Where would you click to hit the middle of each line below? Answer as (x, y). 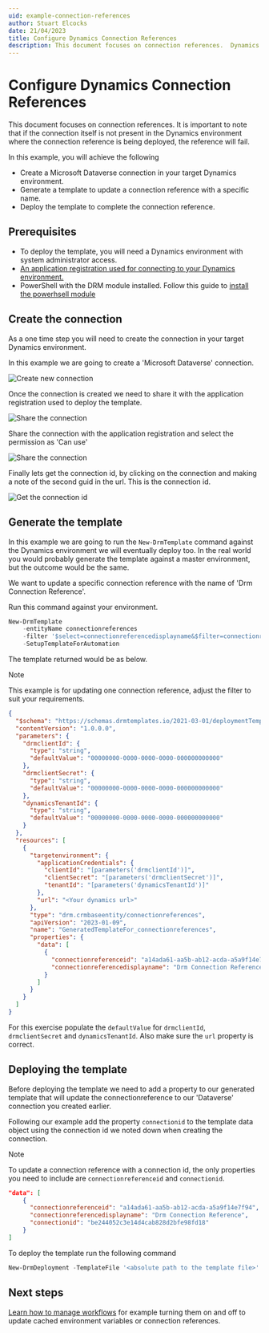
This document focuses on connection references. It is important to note (128, 124)
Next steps (36, 1293)
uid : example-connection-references (69, 16)
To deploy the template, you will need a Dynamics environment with (131, 251)
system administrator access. (68, 260)
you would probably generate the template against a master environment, (129, 559)
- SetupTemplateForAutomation (71, 644)
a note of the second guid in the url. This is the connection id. (110, 482)
